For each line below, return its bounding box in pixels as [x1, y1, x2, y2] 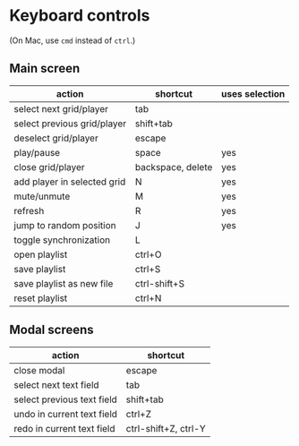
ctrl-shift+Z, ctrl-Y [125, 422, 206, 434]
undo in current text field [13, 407, 118, 420]
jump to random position [13, 219, 116, 231]
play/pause [13, 146, 61, 159]
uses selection [220, 87, 286, 99]
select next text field [13, 378, 100, 390]
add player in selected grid [13, 176, 126, 188]
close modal [13, 364, 65, 376]
